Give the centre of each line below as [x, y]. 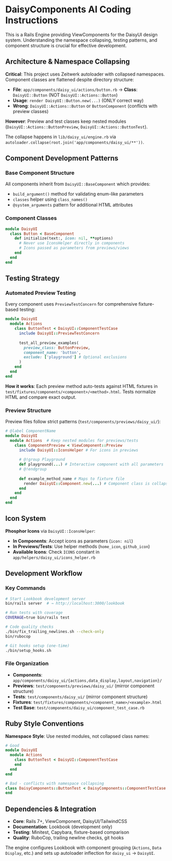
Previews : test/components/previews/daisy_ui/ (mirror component [83, 686]
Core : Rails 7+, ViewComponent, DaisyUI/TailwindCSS [70, 821]
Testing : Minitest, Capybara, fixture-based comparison [71, 832]
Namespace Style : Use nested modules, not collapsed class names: [77, 736]
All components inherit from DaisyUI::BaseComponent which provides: [78, 184]
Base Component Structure [40, 173]
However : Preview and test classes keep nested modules [66, 121]
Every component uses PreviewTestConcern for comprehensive [71, 304]
